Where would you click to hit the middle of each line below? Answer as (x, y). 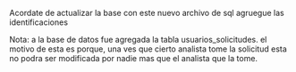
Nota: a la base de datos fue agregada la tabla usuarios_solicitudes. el (138, 40)
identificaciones (39, 22)
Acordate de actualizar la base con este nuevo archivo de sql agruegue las (147, 13)
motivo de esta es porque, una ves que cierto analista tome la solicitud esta (148, 49)
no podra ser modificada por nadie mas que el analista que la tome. (133, 58)
